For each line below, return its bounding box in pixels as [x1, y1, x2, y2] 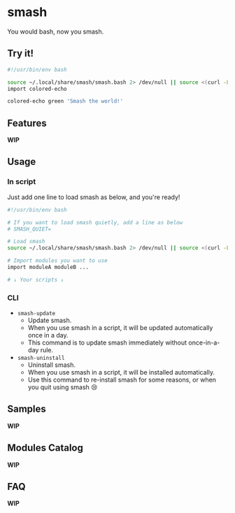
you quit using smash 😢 [27, 383, 98, 391]
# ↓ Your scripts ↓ [7, 276, 64, 283]
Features [7, 117, 47, 129]
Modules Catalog [7, 442, 84, 454]
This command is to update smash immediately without [27, 338, 187, 347]
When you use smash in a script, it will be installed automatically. [27, 368, 215, 377]
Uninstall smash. [27, 361, 76, 369]
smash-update [17, 310, 56, 317]
